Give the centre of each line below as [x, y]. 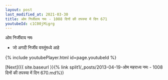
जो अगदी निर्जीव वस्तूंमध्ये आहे [36, 48]
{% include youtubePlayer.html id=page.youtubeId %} [61, 58]
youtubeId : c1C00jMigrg [30, 24]
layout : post [19, 10]
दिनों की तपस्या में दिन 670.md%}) [35, 73]
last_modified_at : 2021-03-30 [37, 14]
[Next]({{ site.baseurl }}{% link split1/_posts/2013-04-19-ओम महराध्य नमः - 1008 [84, 67]
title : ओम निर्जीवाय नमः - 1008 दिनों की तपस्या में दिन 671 [56, 19]
